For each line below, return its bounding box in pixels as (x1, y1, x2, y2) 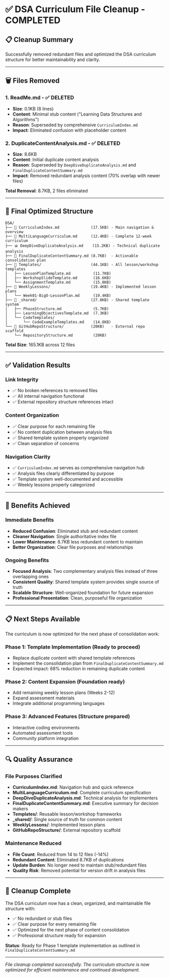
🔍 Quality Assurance (5, 755, 73, 764)
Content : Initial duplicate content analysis (12, 156, 99, 162)
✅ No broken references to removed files (12, 388, 98, 394)
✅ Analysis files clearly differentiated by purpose (12, 470, 114, 476)
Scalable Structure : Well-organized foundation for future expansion (12, 589, 153, 596)
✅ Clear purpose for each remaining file (12, 423, 96, 429)
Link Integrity (5, 376, 39, 383)
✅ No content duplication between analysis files (12, 429, 112, 435)
